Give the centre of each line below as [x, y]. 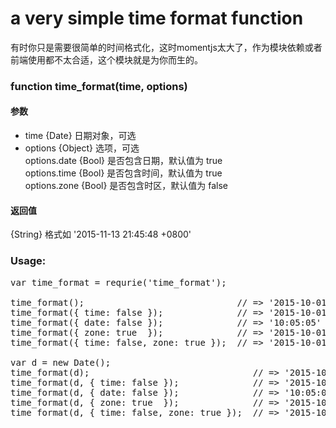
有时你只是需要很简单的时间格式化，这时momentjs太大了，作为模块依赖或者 [166, 47]
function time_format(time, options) [99, 86]
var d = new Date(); [61, 362]
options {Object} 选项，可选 [82, 148]
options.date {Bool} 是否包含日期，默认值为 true [123, 161]
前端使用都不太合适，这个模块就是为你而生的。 [106, 59]
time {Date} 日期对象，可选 [80, 136]
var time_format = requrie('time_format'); [118, 282]
